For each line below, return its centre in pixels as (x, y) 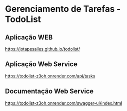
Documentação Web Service (49, 91)
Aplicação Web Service (41, 64)
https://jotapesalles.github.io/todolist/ (43, 49)
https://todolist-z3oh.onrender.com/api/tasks (50, 76)
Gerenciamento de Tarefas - (63, 9)
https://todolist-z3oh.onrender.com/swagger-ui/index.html (64, 103)
